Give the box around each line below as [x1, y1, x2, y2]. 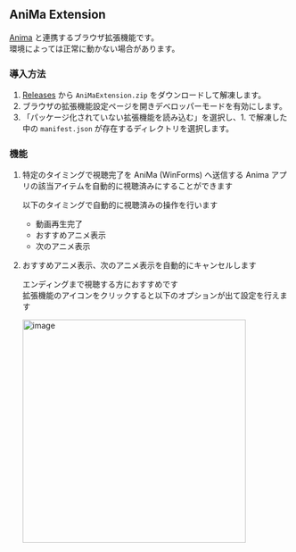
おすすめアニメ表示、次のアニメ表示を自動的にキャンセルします [21, 260, 257, 271]
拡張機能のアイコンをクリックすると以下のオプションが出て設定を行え [21, 290, 281, 301]
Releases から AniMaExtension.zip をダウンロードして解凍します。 [21, 89, 267, 101]
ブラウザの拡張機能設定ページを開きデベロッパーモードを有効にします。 [21, 101, 288, 112]
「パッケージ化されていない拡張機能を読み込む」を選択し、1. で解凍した [21, 112, 288, 123]
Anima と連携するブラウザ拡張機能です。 [9, 31, 159, 43]
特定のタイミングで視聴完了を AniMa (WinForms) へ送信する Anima [21, 170, 269, 180]
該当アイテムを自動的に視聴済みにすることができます [37, 180, 234, 191]
